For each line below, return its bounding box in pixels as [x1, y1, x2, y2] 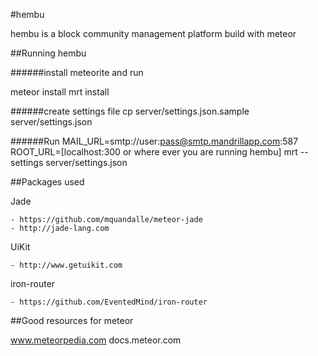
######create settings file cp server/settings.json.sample [10, 105, 250, 117]
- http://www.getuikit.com [10, 260, 123, 270]
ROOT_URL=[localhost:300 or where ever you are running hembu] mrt [10, 146, 298, 158]
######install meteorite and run [10, 67, 144, 78]
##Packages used [10, 176, 85, 188]
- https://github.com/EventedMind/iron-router [10, 297, 208, 307]
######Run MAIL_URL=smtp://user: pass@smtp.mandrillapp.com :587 [10, 135, 299, 147]
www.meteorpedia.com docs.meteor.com [10, 334, 182, 346]
